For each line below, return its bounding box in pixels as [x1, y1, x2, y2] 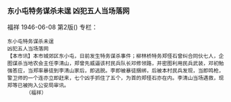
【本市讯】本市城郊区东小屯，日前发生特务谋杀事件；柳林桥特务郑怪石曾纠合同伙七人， [7, 53, 219, 60]
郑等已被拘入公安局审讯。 [7, 82, 69, 89]
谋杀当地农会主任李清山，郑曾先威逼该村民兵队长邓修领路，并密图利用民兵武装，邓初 [12, 60, 219, 67]
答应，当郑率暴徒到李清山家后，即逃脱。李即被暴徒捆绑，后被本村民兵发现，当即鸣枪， [12, 68, 224, 74]
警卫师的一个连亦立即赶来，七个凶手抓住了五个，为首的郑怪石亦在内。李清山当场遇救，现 [7, 74, 224, 82]
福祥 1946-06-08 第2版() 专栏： [7, 23, 99, 32]
